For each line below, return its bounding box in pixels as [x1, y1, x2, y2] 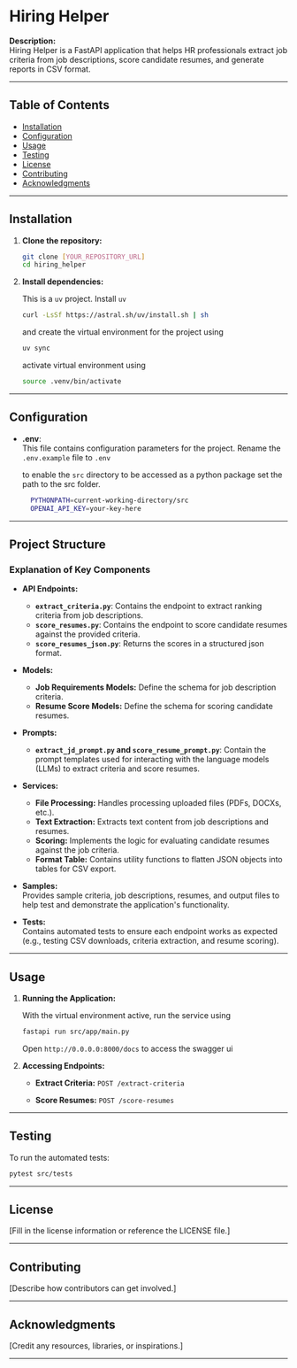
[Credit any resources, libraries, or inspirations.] [9, 1341, 184, 1351]
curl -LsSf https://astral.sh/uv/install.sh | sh [21, 311, 209, 320]
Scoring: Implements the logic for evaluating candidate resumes [34, 835, 270, 846]
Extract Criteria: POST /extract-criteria [34, 1078, 185, 1088]
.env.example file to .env [21, 452, 111, 462]
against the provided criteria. [34, 629, 141, 639]
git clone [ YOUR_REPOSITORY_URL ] [21, 252, 146, 261]
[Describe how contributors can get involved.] [9, 1283, 177, 1294]
